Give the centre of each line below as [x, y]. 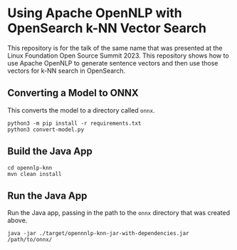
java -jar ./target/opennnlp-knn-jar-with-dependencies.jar [99, 234]
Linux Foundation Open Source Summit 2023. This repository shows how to [118, 56]
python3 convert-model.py [46, 130]
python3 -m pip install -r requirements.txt [74, 123]
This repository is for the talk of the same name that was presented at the [115, 48]
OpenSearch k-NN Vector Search [107, 28]
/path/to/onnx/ [30, 240]
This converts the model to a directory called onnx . [81, 110]
